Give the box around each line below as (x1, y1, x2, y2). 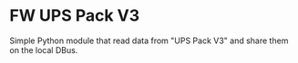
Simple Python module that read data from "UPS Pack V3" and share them (9, 35, 289, 46)
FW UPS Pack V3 (9, 5, 140, 26)
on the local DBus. (9, 44, 78, 55)
